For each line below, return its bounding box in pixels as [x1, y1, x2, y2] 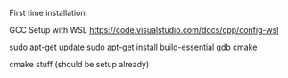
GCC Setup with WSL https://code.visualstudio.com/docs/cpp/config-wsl [9, 25, 279, 35]
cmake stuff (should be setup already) [9, 59, 150, 69]
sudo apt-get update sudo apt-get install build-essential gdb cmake [9, 42, 258, 52]
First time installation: [9, 8, 88, 18]
